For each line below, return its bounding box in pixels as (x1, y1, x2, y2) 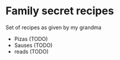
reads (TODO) (14, 48, 49, 55)
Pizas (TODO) (14, 35, 48, 42)
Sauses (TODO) (14, 42, 53, 49)
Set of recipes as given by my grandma (5, 24, 102, 31)
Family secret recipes (5, 4, 114, 18)
